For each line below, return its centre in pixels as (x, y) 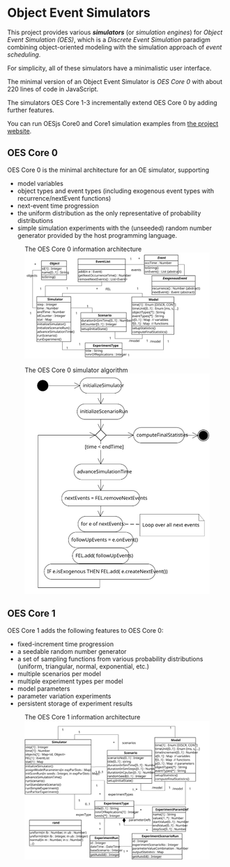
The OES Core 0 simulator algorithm (76, 370)
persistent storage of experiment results (75, 703)
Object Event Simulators (79, 13)
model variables (40, 183)
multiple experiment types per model (70, 681)
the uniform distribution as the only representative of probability (109, 213)
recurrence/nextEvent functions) (64, 198)
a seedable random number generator (72, 651)
